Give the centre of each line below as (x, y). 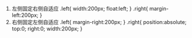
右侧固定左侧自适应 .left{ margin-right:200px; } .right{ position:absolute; (99, 22)
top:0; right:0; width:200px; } (47, 29)
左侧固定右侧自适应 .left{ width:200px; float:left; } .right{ (80, 8)
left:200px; (25, 15)
